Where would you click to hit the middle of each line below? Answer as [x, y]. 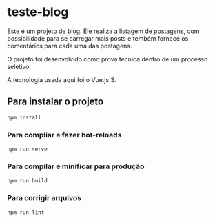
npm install [24, 117]
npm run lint [26, 212]
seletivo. [19, 66]
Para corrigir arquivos [44, 198]
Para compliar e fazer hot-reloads [64, 135]
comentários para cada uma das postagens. [70, 46]
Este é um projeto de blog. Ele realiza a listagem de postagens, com [103, 31]
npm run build [28, 181]
